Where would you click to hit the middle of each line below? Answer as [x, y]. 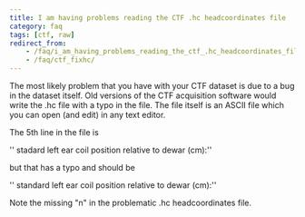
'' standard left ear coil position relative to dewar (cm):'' [113, 185]
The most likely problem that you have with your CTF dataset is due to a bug [152, 86]
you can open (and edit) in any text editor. [88, 115]
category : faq [36, 26]
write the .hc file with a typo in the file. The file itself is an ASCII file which [147, 105]
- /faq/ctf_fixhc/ [60, 60]
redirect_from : [38, 43]
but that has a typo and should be [73, 168]
